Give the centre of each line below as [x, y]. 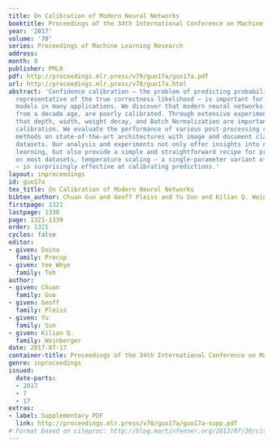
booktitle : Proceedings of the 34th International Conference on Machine [136, 24]
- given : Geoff [34, 303]
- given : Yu [28, 317]
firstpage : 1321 [36, 205]
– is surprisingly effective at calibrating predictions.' [118, 167]
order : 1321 [28, 227]
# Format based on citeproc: [58, 431]
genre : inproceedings [45, 363]
